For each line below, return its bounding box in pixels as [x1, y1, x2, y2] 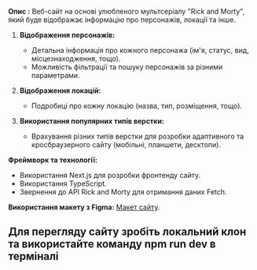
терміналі [8, 250, 59, 263]
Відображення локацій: [19, 86, 101, 95]
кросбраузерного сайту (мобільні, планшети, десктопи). [31, 140, 222, 149]
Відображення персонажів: [19, 31, 116, 39]
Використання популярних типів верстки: [19, 117, 165, 125]
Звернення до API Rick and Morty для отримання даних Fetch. [19, 187, 227, 196]
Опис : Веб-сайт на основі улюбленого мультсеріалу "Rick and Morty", [8, 7, 245, 16]
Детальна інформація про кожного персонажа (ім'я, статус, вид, [31, 46, 249, 54]
